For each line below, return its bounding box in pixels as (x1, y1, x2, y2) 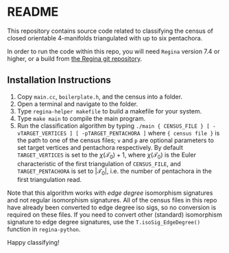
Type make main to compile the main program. (16, 114, 146, 122)
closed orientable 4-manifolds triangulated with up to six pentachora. (7, 34, 203, 42)
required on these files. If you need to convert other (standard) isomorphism (7, 211, 223, 219)
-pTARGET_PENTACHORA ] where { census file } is (82, 129, 220, 137)
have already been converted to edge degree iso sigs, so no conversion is (7, 203, 217, 212)
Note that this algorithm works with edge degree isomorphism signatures (7, 189, 213, 197)
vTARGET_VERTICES (16, 130, 67, 137)
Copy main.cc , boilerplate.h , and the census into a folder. (16, 92, 183, 101)
